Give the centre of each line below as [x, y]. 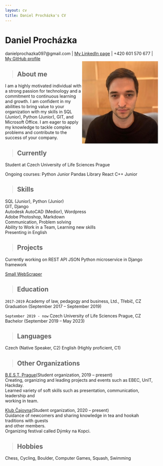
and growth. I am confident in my [38, 101]
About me [32, 74]
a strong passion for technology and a [43, 91]
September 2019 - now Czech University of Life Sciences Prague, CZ [73, 316]
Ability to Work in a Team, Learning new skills [50, 227]
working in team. [22, 401]
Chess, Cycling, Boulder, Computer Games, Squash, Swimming [68, 458]
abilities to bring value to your [35, 107]
